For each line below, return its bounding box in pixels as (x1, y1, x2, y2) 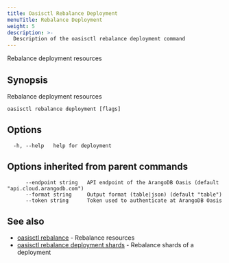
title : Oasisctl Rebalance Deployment (7, 10, 118, 17)
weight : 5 (7, 23, 36, 29)
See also (7, 215, 45, 227)
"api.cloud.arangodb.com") (7, 185, 84, 192)
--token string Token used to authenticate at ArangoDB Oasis (25, 197, 223, 204)
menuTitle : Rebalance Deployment (7, 16, 103, 23)
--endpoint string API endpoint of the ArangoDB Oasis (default (25, 179, 219, 186)
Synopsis (7, 74, 48, 86)
